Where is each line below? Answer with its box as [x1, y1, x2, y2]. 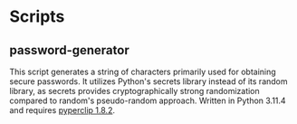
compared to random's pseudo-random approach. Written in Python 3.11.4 [9, 95, 287, 106]
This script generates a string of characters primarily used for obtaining [9, 66, 276, 77]
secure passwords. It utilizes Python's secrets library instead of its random [9, 76, 288, 87]
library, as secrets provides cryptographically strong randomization [9, 86, 260, 96]
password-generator [9, 43, 129, 58]
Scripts [9, 6, 65, 27]
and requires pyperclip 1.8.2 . [9, 105, 116, 115]
